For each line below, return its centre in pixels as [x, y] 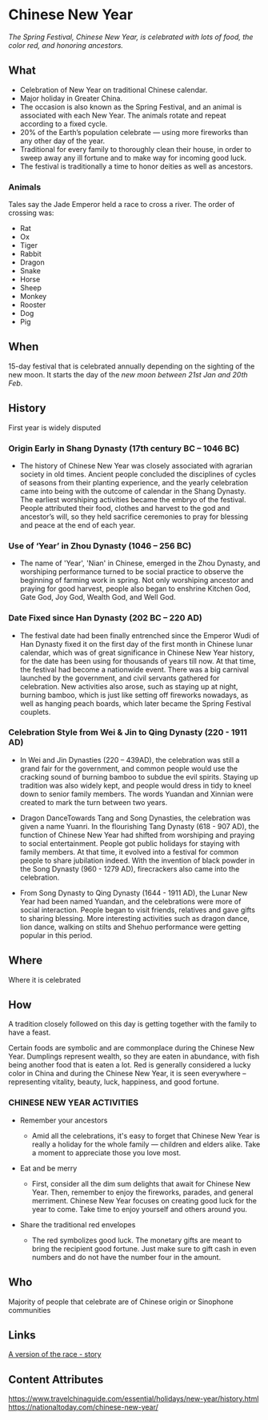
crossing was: [31, 213]
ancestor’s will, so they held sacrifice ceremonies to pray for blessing [134, 517]
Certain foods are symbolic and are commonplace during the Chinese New [131, 1048]
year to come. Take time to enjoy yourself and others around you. [140, 1209]
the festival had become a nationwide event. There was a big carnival [134, 669]
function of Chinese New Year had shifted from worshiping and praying [137, 835]
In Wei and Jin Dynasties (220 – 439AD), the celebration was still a [130, 760]
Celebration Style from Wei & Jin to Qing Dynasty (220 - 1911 [128, 732]
